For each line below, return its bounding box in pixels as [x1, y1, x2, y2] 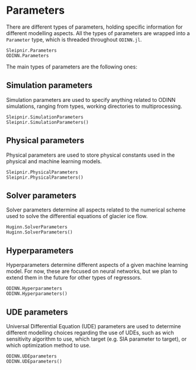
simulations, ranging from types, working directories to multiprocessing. [6, 102, 182, 110]
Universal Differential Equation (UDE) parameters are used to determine [6, 323, 181, 329]
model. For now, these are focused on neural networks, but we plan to [6, 268, 178, 275]
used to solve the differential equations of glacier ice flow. [6, 213, 148, 220]
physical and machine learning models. [6, 157, 102, 164]
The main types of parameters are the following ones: [6, 63, 138, 70]
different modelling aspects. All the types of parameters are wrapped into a [6, 29, 190, 36]
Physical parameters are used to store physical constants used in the [6, 151, 175, 158]
